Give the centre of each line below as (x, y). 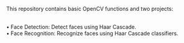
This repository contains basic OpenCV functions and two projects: (90, 9)
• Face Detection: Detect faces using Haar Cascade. (71, 27)
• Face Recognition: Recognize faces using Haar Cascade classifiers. (92, 33)
